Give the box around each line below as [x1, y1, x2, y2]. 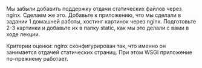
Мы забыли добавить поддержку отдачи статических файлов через [6, 5, 182, 12]
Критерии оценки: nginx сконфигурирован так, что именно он [6, 42, 166, 49]
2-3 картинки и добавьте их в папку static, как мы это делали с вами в [6, 24, 189, 31]
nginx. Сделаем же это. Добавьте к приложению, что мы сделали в [6, 11, 181, 19]
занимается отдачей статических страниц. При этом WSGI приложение [6, 49, 192, 56]
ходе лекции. [6, 31, 41, 38]
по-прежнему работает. [6, 55, 68, 62]
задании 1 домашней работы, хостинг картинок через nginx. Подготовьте [6, 18, 197, 25]
